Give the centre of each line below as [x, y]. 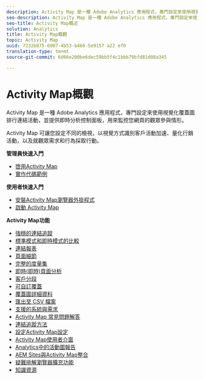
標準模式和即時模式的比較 [47, 241]
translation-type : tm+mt [38, 52]
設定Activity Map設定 [42, 332]
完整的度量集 [31, 263]
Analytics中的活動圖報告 [45, 347]
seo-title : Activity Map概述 [42, 23]
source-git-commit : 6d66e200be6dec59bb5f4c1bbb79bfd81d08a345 [87, 57]
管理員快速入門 [25, 153]
